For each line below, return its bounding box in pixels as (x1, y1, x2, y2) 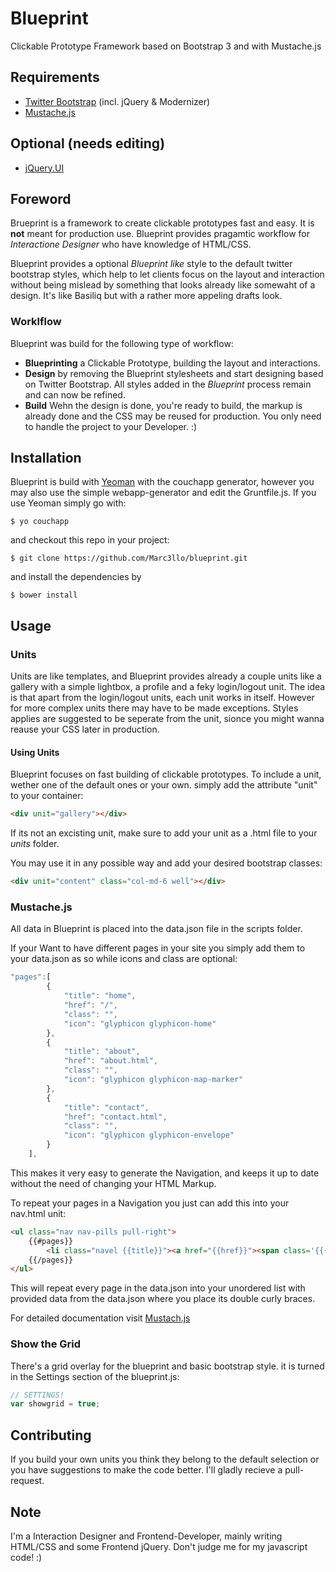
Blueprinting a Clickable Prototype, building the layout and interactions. (24, 357, 321, 369)
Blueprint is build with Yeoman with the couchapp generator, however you (10, 476, 315, 488)
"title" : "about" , (63, 1047, 141, 1057)
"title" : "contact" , (63, 1102, 150, 1112)
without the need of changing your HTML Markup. (10, 1177, 217, 1189)
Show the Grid (10, 1337, 82, 1351)
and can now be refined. (24, 388, 126, 401)
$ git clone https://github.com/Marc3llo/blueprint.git (10, 553, 248, 564)
